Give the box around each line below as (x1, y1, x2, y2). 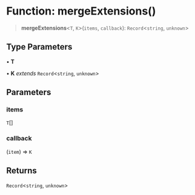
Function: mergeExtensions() (6, 4, 156, 18)
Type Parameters (6, 42, 73, 52)
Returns (6, 165, 38, 176)
